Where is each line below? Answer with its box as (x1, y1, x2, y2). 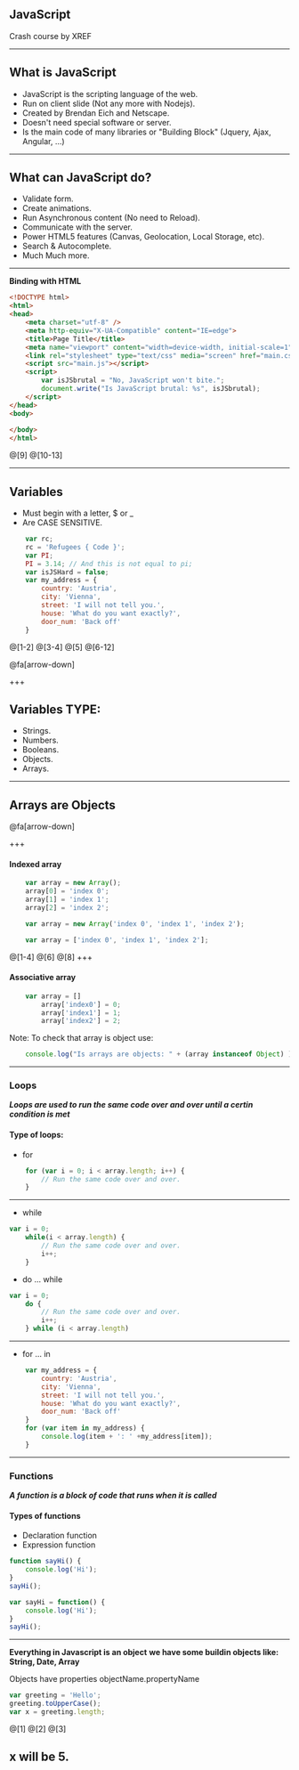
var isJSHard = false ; (25, 567, 109, 577)
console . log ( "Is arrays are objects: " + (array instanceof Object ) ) (25, 1050, 293, 1059)
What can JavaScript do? (9, 170, 152, 185)
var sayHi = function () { (9, 1597, 105, 1606)
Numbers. (21, 735, 60, 746)
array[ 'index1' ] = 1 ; (41, 1008, 122, 1018)
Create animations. (21, 203, 92, 214)
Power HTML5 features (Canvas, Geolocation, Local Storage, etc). (21, 231, 265, 242)
